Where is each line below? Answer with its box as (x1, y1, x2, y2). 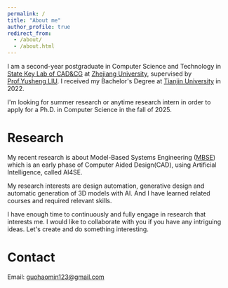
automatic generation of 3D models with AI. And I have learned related (7, 188, 210, 197)
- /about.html (13, 43, 55, 50)
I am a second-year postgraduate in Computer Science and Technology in (7, 62, 222, 70)
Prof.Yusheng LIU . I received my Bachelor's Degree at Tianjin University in (7, 77, 221, 85)
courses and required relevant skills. (7, 196, 112, 205)
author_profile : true (7, 23, 71, 30)
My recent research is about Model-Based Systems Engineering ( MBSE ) (7, 153, 216, 161)
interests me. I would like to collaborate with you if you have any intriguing (7, 217, 222, 226)
